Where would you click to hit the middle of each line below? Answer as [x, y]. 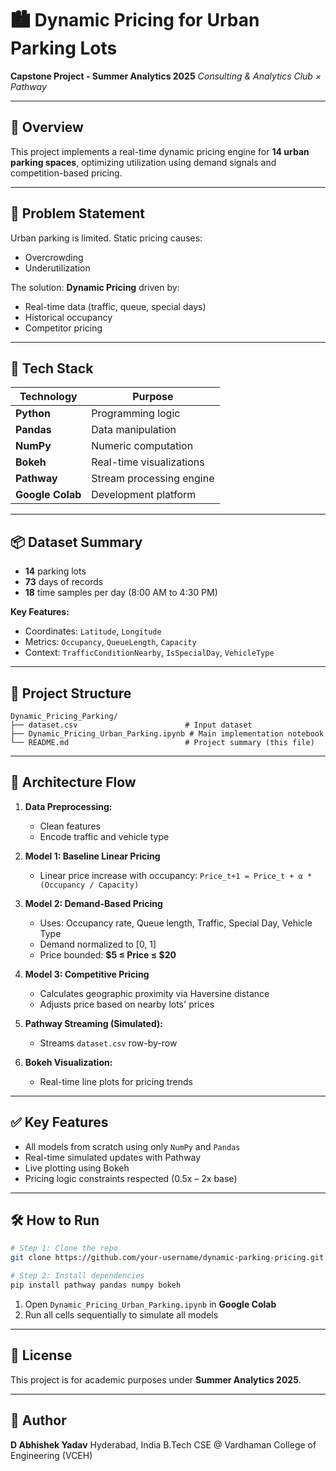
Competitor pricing [63, 328]
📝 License [41, 1355]
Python [33, 414]
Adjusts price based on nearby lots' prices [127, 1004]
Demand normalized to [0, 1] [98, 944]
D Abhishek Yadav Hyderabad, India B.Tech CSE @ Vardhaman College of [163, 1444]
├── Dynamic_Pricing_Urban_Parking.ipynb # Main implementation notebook [167, 734]
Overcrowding [54, 257]
